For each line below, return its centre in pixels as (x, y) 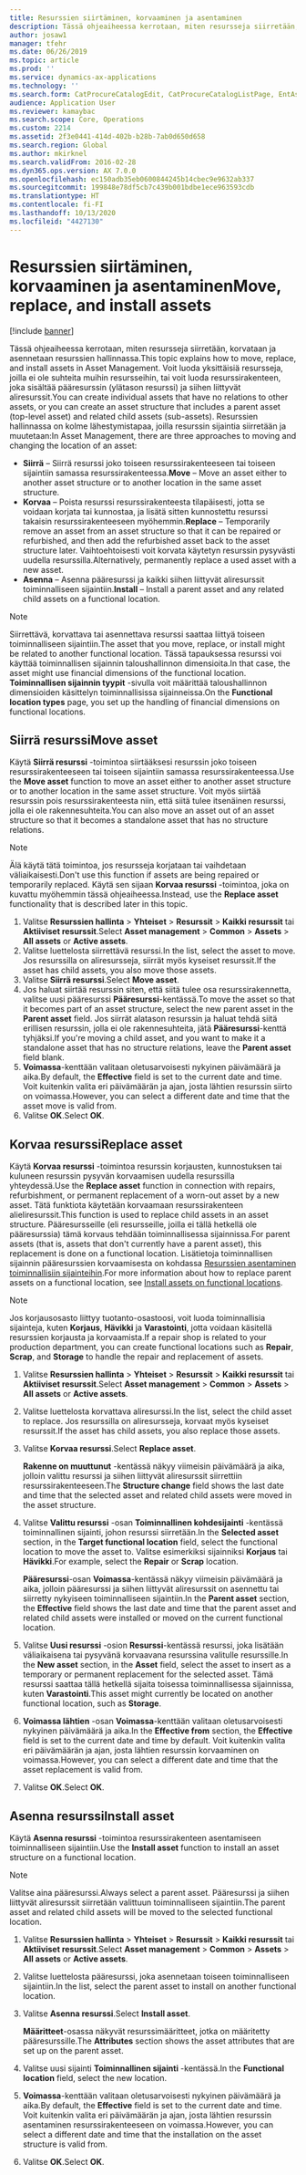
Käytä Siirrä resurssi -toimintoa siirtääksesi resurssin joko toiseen (133, 762)
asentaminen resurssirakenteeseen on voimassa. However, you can (148, 2125)
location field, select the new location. (95, 2078)
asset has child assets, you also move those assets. (119, 970)
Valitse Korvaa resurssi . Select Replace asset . (109, 1449)
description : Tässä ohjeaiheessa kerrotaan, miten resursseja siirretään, (154, 26)
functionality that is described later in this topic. (99, 904)
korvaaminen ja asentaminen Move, (146, 286)
